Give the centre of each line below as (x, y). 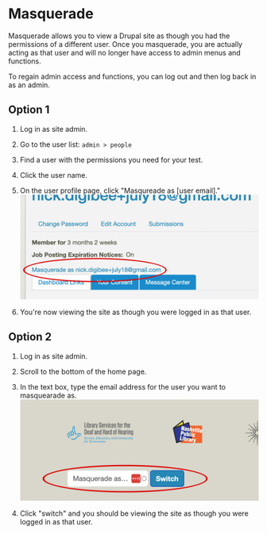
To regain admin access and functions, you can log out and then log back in (132, 76)
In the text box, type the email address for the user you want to (123, 386)
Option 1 (29, 110)
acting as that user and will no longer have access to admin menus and (124, 52)
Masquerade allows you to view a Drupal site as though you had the (119, 36)
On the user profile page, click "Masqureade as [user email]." (120, 190)
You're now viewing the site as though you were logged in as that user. (135, 312)
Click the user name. (54, 175)
